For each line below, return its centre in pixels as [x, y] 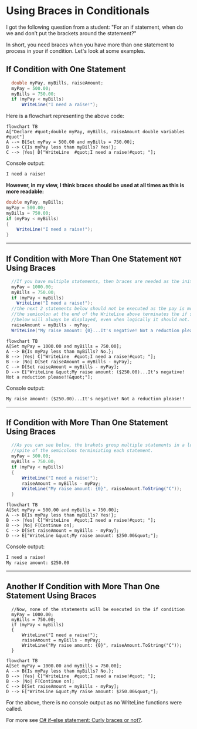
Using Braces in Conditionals [78, 11]
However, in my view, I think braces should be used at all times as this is [95, 185]
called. [14, 708]
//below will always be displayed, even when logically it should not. [101, 320]
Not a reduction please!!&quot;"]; [50, 377]
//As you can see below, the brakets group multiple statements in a [98, 445]
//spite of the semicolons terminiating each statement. [82, 451]
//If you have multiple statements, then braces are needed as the [96, 281]
